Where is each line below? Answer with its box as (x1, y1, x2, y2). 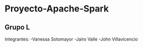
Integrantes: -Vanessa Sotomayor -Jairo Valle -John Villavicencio (4, 36, 138, 42)
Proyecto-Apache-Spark (4, 3, 109, 14)
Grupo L (4, 23, 30, 31)
